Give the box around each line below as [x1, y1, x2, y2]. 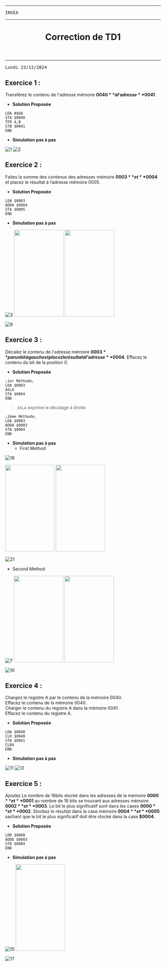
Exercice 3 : [5, 336, 42, 344]
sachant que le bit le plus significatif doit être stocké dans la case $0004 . [5, 814, 156, 820]
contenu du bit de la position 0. [5, 359, 68, 365]
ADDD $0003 [5, 837, 28, 842]
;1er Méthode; [5, 378, 35, 383]
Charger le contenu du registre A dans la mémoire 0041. [5, 705, 120, 711]
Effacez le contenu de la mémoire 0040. [5, 700, 87, 706]
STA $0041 [5, 738, 26, 743]
